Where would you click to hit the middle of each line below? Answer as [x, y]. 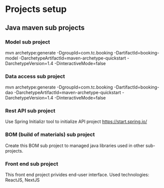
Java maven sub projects [45, 28]
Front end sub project [32, 163]
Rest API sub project [30, 111]
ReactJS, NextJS [22, 180]
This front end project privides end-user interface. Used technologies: [77, 175]
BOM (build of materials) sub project [50, 134]
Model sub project [28, 42]
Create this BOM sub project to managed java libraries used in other [75, 145]
